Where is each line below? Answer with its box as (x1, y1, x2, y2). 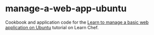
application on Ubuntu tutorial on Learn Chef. (5, 24, 99, 30)
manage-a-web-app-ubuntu (5, 3, 127, 14)
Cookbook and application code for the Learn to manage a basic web (5, 19, 149, 25)
